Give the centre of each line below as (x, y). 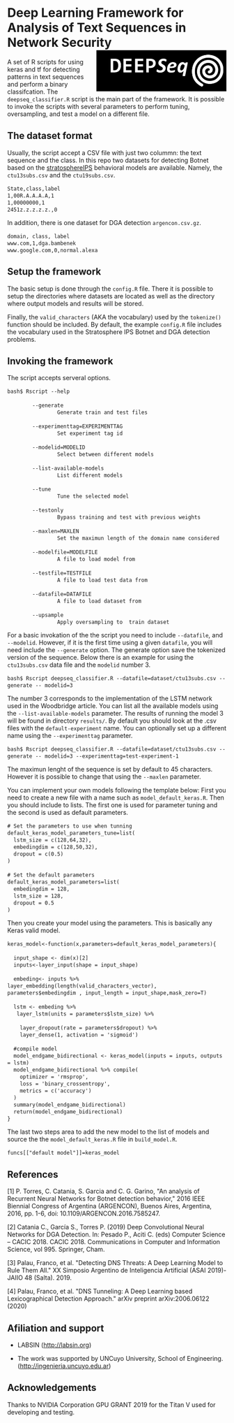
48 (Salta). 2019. (48, 1278)
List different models (90, 476)
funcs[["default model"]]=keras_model (63, 1153)
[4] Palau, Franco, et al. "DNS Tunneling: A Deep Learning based (100, 1292)
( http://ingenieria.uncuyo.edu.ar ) (64, 1366)
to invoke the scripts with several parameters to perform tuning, (99, 106)
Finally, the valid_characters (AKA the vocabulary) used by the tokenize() (114, 317)
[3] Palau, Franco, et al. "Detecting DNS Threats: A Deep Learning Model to (115, 1263)
